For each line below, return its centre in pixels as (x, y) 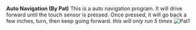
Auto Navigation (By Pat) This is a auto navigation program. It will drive (94, 9)
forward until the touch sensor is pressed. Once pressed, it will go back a (97, 15)
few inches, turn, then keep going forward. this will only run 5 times (89, 21)
